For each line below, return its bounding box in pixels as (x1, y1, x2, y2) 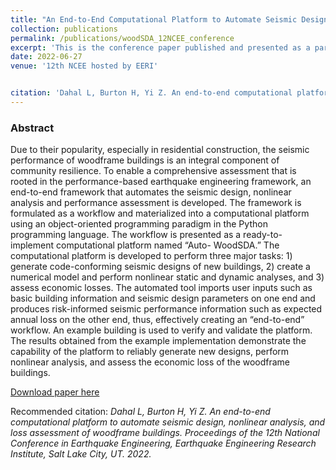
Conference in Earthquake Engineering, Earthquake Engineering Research (10, 437, 317, 450)
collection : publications (10, 24, 118, 34)
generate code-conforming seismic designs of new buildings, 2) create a (10, 261, 311, 273)
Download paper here (10, 386, 100, 398)
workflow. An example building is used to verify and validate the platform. (10, 324, 313, 336)
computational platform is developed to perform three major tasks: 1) (10, 250, 293, 262)
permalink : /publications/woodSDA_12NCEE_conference (10, 33, 235, 43)
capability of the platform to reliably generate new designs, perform (10, 346, 290, 358)
